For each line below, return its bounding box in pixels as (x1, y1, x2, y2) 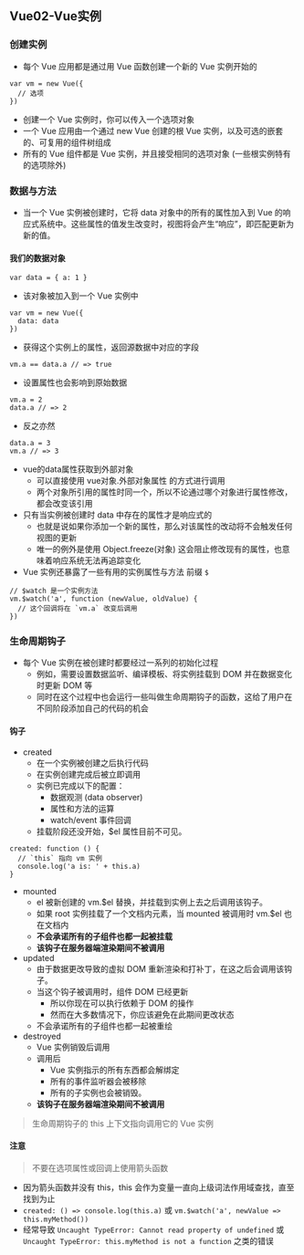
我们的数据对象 (9, 252, 66, 263)
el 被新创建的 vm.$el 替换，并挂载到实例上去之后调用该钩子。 (36, 896, 267, 907)
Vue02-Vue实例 (9, 8, 102, 25)
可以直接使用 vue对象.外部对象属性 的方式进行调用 (36, 476, 225, 486)
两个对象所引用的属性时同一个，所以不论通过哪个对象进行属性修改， (36, 486, 293, 497)
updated (22, 952, 55, 963)
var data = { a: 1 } (9, 273, 89, 283)
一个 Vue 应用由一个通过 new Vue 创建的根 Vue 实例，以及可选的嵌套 (22, 125, 284, 136)
